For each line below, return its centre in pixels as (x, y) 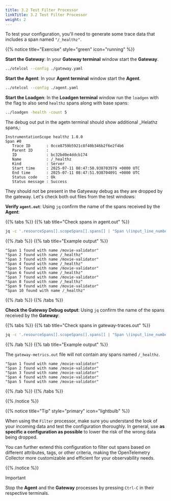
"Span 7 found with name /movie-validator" (52, 277)
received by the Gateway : (33, 315)
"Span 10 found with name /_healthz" (45, 290)
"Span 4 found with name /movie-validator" (52, 377)
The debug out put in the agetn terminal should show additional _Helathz (81, 122)
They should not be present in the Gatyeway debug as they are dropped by (84, 191)
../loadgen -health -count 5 (36, 112)
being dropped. (21, 437)
